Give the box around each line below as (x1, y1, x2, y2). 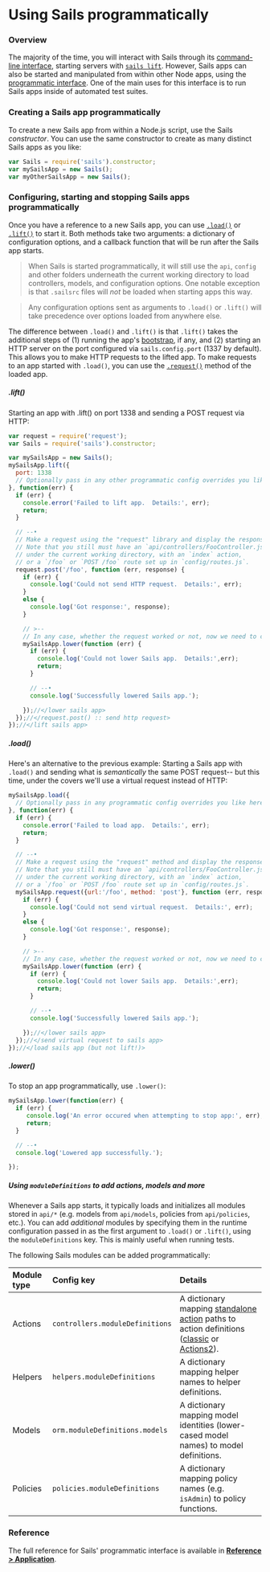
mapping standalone (179, 1304, 257, 1315)
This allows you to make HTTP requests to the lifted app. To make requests (8, 352, 257, 362)
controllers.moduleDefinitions (51, 1320, 172, 1328)
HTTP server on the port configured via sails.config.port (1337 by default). (8, 343, 262, 353)
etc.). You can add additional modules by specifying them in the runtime (8, 1218, 247, 1227)
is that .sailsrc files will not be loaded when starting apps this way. (27, 287, 253, 297)
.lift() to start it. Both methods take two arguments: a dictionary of (8, 228, 235, 238)
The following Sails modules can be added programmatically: (8, 1251, 211, 1260)
